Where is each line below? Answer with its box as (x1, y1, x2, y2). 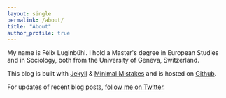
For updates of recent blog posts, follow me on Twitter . (7, 83, 166, 91)
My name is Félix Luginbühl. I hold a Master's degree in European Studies (7, 49, 219, 57)
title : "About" (7, 23, 52, 30)
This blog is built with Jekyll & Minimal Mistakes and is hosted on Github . (7, 70, 217, 78)
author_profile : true (7, 29, 71, 37)
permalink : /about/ (7, 17, 64, 24)
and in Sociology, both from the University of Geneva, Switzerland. (7, 56, 199, 65)
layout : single (7, 10, 52, 17)
